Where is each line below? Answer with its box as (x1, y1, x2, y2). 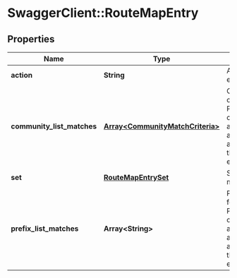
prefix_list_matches (11, 224, 79, 234)
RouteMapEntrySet (103, 173, 169, 182)
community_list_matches (11, 121, 97, 131)
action (11, 71, 33, 80)
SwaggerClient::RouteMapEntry (7, 5, 199, 21)
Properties (7, 33, 55, 45)
